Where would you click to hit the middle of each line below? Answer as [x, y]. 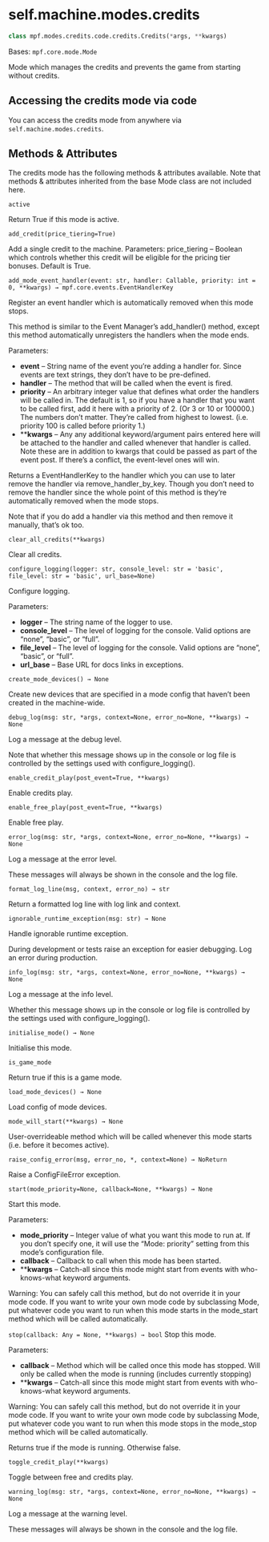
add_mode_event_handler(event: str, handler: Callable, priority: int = [132, 281]
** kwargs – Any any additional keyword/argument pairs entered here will [140, 434]
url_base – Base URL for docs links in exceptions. [102, 665]
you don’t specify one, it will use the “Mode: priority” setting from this [134, 1244]
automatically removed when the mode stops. [84, 501]
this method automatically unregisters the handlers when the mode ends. [129, 335]
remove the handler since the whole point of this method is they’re [118, 492]
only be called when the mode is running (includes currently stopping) [136, 1374]
